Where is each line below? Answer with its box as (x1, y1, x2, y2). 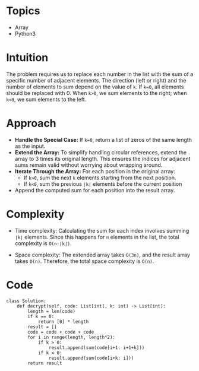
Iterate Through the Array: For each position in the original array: (14, 167, 175, 175)
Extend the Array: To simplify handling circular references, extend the (14, 148, 187, 156)
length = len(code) (27, 308, 76, 314)
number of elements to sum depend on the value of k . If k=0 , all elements (6, 83, 184, 90)
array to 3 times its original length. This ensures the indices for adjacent (14, 155, 191, 162)
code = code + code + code (27, 329, 94, 335)
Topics (6, 4, 40, 18)
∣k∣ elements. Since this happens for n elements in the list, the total (14, 233, 179, 240)
